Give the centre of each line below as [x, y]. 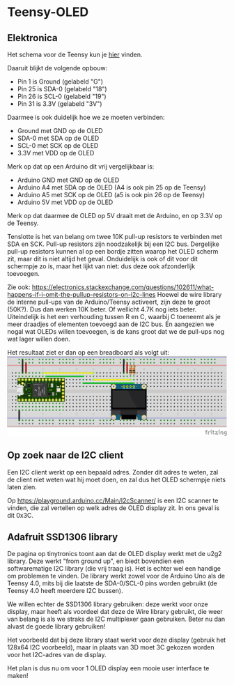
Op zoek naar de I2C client [65, 455]
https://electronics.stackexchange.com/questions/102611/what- [123, 287]
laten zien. [22, 487]
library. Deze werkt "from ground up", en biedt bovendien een [96, 561]
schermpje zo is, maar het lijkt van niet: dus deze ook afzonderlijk [101, 266]
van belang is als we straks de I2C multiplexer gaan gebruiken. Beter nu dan [116, 619]
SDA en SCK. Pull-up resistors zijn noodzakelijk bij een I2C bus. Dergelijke [113, 244]
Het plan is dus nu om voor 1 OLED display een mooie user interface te [108, 668]
